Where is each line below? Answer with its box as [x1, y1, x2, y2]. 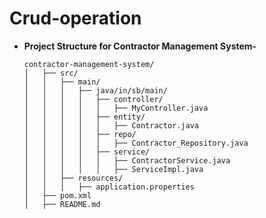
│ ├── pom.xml [23, 190, 92, 201]
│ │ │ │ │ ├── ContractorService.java [23, 155, 231, 166]
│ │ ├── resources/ [23, 173, 124, 183]
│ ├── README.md [23, 199, 101, 209]
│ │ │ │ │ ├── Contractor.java [23, 120, 199, 131]
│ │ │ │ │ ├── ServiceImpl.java [23, 164, 204, 174]
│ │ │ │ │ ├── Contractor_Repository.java [23, 138, 249, 148]
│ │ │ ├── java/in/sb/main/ [23, 85, 168, 96]
